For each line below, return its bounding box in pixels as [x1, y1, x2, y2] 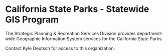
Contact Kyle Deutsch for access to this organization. [5, 45, 115, 51]
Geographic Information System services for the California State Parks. [16, 36, 163, 42]
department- [136, 30, 163, 36]
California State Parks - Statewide [5, 3, 149, 15]
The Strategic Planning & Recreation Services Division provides [5, 30, 136, 36]
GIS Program [5, 14, 59, 25]
